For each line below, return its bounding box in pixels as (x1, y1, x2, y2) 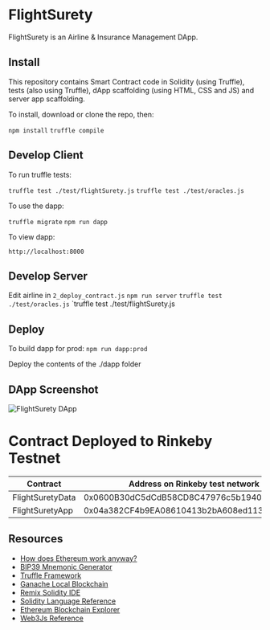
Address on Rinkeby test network (128, 478, 260, 489)
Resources (8, 532, 63, 546)
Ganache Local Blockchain (19, 579, 108, 588)
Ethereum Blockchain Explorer (19, 604, 121, 614)
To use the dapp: (8, 201, 64, 211)
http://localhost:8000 (8, 247, 84, 256)
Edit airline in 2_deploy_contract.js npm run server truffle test (8, 291, 223, 301)
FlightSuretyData (12, 492, 76, 503)
